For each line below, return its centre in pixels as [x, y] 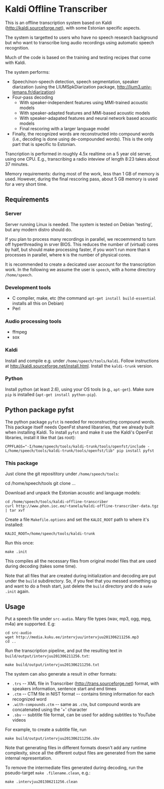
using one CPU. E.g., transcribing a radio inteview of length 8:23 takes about [82, 159]
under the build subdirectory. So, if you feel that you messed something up [81, 581]
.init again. [17, 591]
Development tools [28, 287]
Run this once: [20, 543]
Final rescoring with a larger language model [64, 128]
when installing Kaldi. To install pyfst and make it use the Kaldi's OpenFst [79, 432]
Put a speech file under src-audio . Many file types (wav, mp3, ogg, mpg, [78, 619]
